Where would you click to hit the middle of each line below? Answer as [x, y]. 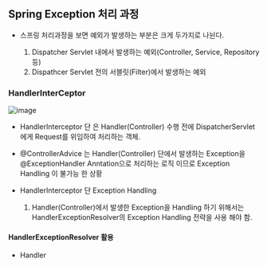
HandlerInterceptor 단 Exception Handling [88, 190]
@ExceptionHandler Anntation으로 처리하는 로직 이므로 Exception [125, 164]
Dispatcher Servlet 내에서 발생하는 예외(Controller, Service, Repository [145, 52]
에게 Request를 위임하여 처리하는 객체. [80, 137]
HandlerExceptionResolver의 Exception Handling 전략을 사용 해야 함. [142, 217]
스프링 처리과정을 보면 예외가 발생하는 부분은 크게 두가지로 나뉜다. [122, 35]
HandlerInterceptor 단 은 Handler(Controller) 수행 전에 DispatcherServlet [137, 127]
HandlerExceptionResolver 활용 [61, 237]
